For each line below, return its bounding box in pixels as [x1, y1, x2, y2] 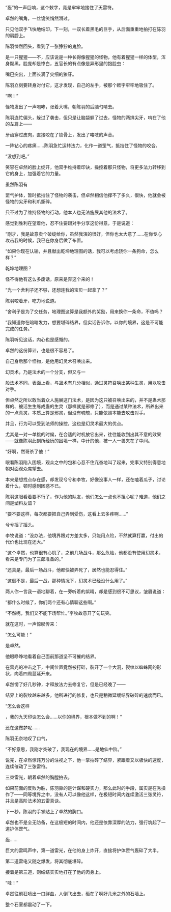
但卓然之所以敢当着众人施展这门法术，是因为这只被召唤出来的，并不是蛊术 [5, 397, 161, 403]
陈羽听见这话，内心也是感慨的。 [5, 336, 72, 343]
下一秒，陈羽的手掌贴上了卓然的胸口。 [5, 809, 85, 814]
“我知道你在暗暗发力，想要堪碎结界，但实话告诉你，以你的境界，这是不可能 [5, 320, 164, 325]
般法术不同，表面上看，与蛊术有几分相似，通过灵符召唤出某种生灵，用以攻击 [5, 380, 166, 386]
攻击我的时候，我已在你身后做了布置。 [5, 237, 85, 243]
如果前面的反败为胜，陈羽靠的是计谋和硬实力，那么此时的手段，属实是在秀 [5, 785, 161, 791]
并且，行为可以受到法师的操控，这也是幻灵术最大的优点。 [5, 420, 126, 426]
